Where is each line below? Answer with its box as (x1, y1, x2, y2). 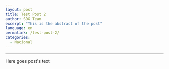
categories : (5, 35, 30, 40)
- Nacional (10, 40, 33, 45)
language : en (5, 26, 33, 31)
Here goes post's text (5, 58, 50, 64)
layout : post (5, 7, 33, 12)
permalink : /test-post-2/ (5, 30, 59, 35)
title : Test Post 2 (5, 12, 46, 17)
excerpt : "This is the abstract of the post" (5, 21, 102, 26)
